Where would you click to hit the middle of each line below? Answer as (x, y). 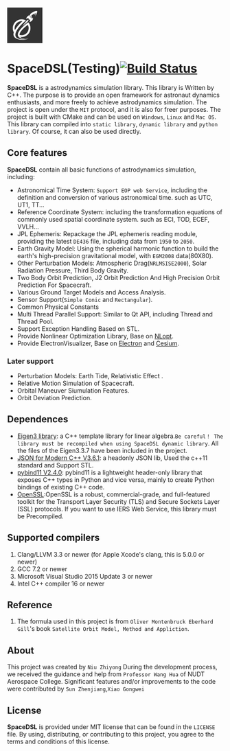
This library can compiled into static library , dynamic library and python (113, 124)
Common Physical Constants (58, 307)
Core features (37, 153)
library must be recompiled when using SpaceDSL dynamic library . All (118, 443)
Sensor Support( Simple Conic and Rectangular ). (85, 299)
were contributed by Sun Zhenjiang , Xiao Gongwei (76, 689)
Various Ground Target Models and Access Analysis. (91, 292)
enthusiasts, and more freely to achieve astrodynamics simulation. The (107, 102)
